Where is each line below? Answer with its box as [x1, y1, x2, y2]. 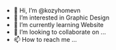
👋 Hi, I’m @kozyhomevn [13, 7, 81, 14]
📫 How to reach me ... [13, 36, 77, 43]
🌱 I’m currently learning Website [13, 21, 104, 28]
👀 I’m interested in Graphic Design [13, 14, 110, 22]
